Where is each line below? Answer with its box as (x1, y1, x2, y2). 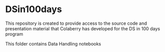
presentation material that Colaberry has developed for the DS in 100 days (5, 25, 160, 31)
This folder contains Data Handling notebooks (5, 40, 102, 46)
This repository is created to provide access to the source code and (5, 20, 147, 26)
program (5, 31, 23, 37)
